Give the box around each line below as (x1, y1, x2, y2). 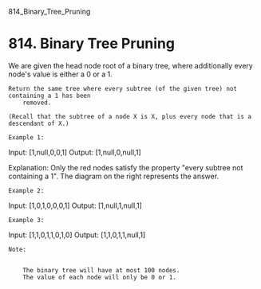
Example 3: (8, 216, 45, 224)
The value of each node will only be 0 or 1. (22, 273, 177, 281)
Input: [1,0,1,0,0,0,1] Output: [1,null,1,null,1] (8, 201, 142, 210)
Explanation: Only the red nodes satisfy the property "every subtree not (8, 162, 243, 172)
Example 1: (8, 133, 45, 142)
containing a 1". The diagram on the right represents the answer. (8, 171, 219, 181)
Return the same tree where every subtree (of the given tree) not (8, 84, 238, 92)
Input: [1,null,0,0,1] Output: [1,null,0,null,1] (8, 147, 141, 157)
